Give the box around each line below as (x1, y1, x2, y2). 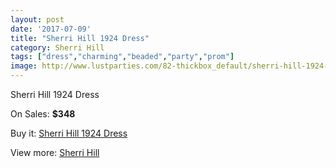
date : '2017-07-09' (10, 24, 92, 34)
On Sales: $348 (10, 108, 76, 120)
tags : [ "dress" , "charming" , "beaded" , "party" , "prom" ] (10, 52, 235, 62)
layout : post (10, 14, 65, 25)
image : (10, 61, 38, 71)
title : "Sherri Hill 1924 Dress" (10, 33, 150, 43)
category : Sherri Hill (10, 42, 105, 53)
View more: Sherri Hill (10, 147, 100, 158)
